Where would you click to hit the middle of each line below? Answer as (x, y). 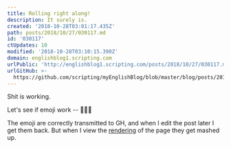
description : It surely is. (47, 20)
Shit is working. (29, 97)
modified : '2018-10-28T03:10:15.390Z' (63, 52)
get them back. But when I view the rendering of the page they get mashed (113, 130)
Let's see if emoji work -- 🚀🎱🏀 (49, 110)
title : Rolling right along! (49, 13)
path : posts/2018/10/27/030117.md (57, 33)
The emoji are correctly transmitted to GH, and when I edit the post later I (111, 123)
